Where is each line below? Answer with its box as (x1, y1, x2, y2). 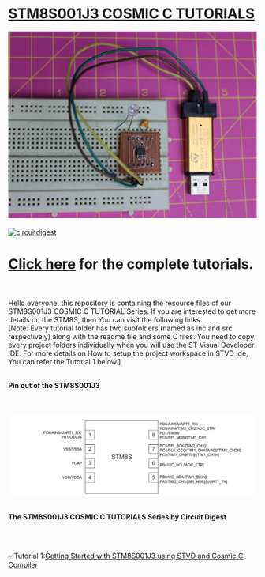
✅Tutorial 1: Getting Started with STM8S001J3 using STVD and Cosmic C (8, 551, 244, 560)
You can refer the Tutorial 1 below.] (8, 356, 121, 366)
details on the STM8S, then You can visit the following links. (8, 315, 203, 324)
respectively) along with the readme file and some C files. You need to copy (8, 331, 255, 341)
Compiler (8, 560, 38, 569)
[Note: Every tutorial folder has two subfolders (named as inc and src (8, 323, 233, 333)
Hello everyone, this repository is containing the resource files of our (8, 298, 231, 307)
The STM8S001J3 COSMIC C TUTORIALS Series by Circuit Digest (8, 511, 227, 522)
